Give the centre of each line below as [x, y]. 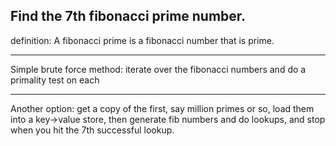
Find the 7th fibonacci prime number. [128, 16]
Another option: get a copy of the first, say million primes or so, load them [162, 108]
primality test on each [55, 80]
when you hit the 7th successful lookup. [92, 130]
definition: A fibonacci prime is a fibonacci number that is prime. [142, 40]
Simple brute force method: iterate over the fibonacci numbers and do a [158, 69]
